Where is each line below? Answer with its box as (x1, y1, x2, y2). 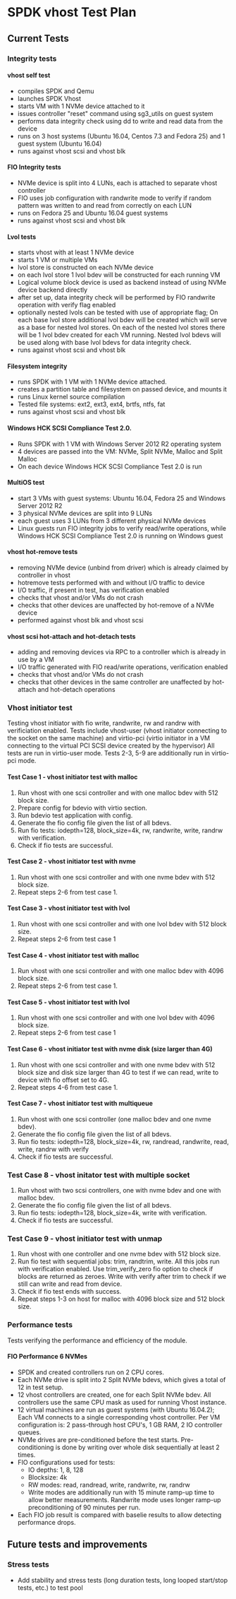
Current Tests (7, 33, 69, 45)
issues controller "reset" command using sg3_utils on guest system (17, 109, 213, 117)
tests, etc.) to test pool (17, 1583, 83, 1592)
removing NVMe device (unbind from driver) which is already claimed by (17, 563, 229, 572)
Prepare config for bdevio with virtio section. (17, 803, 148, 812)
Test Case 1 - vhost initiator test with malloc (7, 773, 138, 781)
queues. (17, 1428, 42, 1436)
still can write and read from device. (17, 1280, 122, 1288)
